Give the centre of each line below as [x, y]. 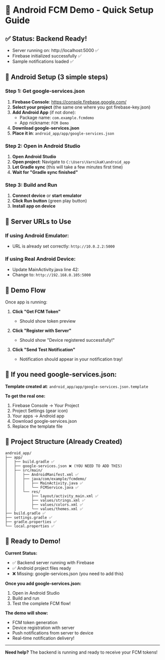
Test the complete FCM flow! [41, 603]
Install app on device [34, 206]
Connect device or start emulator [47, 195]
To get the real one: [25, 396]
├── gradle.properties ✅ [31, 522]
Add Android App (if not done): [44, 112]
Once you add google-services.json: [43, 583]
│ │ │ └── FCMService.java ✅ [42, 487]
